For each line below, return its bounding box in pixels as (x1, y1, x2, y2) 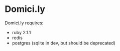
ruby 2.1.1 (12, 29, 31, 35)
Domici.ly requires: (5, 20, 44, 26)
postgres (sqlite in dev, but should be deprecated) (12, 40, 116, 46)
